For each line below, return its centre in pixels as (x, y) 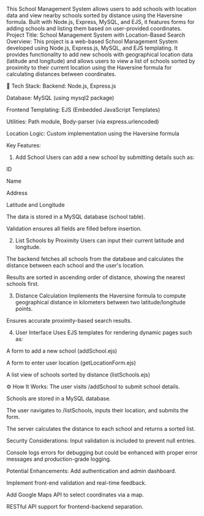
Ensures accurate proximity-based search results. (69, 321)
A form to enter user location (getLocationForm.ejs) (71, 363)
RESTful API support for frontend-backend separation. (75, 506)
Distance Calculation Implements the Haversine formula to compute (100, 296)
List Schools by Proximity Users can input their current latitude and (100, 241)
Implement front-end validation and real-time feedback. (77, 483)
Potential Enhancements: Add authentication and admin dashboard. (91, 471)
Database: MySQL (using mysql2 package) (60, 98)
